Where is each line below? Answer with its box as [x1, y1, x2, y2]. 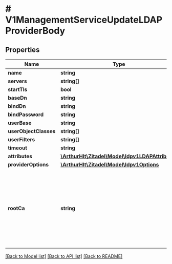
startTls [8, 86, 28, 93]
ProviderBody [5, 25, 66, 36]
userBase [8, 119, 32, 126]
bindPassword [8, 111, 44, 118]
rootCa [8, 205, 25, 212]
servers [8, 78, 27, 85]
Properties [5, 45, 40, 54]
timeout [8, 144, 27, 152]
